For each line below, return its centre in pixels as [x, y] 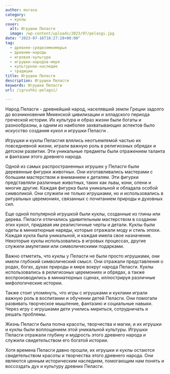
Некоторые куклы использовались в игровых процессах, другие [76, 241]
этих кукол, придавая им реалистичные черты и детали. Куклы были [80, 225]
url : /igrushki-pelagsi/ [31, 90]
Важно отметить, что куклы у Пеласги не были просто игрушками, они [82, 256]
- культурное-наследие [34, 66]
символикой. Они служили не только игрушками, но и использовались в [84, 193]
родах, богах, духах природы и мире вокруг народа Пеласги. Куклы [79, 267]
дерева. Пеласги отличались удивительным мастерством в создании [81, 219]
